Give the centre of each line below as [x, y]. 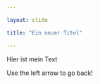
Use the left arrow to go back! [50, 73]
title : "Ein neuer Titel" [44, 32]
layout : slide [27, 20]
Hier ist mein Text [32, 59]
